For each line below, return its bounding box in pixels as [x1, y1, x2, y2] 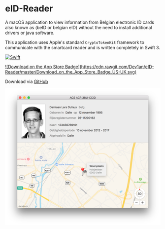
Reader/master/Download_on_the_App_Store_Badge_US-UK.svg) [5, 69, 137, 75]
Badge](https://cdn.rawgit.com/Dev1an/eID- [65, 64, 154, 70]
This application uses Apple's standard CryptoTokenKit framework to [5, 39, 144, 45]
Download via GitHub [5, 78, 48, 84]
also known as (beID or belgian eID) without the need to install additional [5, 24, 152, 30]
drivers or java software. [5, 30, 55, 36]
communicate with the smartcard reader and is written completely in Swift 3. [5, 44, 160, 50]
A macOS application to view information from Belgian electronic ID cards [5, 19, 154, 25]
